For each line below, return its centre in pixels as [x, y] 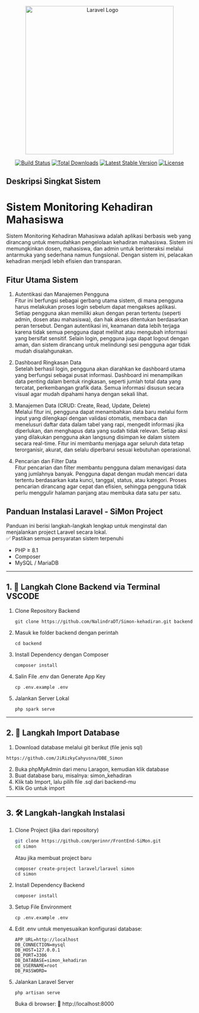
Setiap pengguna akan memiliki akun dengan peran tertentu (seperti [98, 313]
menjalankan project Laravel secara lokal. [57, 532]
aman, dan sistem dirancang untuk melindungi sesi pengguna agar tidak [102, 345]
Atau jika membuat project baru [53, 858]
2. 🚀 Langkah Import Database [63, 733]
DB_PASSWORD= [31, 971]
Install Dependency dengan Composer [62, 654]
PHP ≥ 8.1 [26, 550]
